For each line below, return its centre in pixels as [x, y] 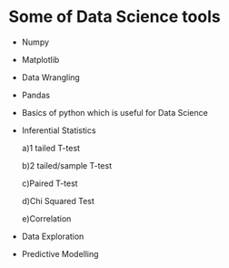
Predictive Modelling [60, 253]
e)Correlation [46, 218]
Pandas [36, 95]
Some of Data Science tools [114, 17]
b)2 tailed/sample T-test [67, 165]
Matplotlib [40, 59]
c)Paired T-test [50, 183]
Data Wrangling [51, 77]
